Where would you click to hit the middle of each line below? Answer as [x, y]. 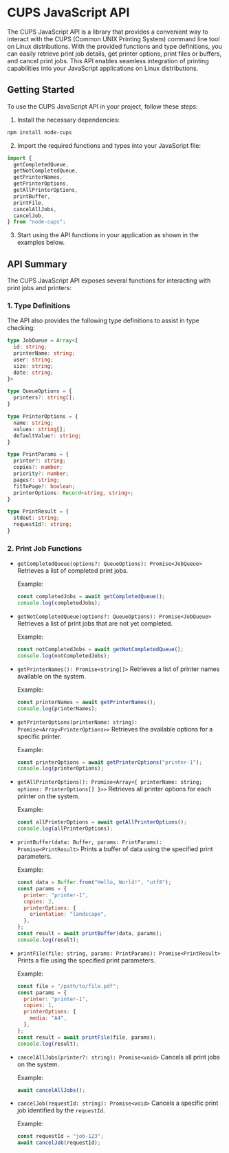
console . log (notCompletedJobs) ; [63, 656]
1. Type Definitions [39, 305]
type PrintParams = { [38, 454]
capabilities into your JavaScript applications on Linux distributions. [103, 68]
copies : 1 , [39, 1005]
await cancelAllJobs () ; [51, 1090]
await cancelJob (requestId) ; [59, 1143]
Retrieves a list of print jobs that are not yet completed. [95, 624]
